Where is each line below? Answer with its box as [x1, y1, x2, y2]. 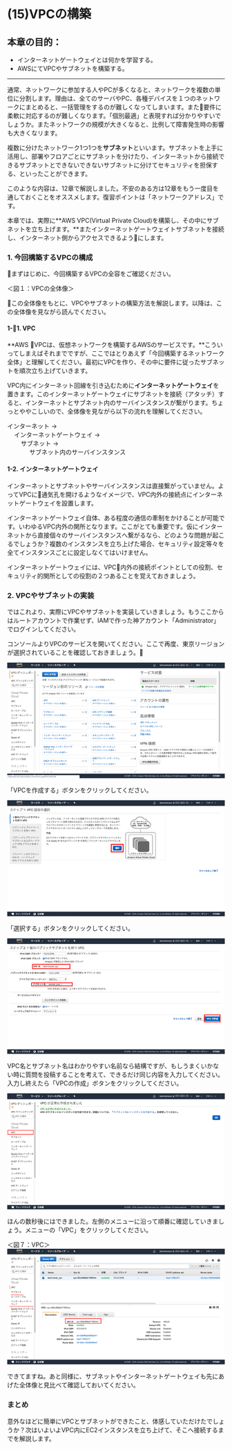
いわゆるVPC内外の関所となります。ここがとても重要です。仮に [18, 522, 199, 531]
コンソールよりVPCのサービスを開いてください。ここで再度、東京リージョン [7, 640, 225, 648]
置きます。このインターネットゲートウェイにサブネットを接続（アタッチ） [7, 389, 219, 398]
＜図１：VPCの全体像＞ [7, 285, 75, 293]
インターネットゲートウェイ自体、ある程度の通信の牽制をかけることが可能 [7, 513, 219, 522]
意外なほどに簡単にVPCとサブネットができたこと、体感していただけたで [7, 1417, 213, 1425]
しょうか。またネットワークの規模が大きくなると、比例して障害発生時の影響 [7, 121, 224, 128]
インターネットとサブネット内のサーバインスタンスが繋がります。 [25, 398, 212, 407]
